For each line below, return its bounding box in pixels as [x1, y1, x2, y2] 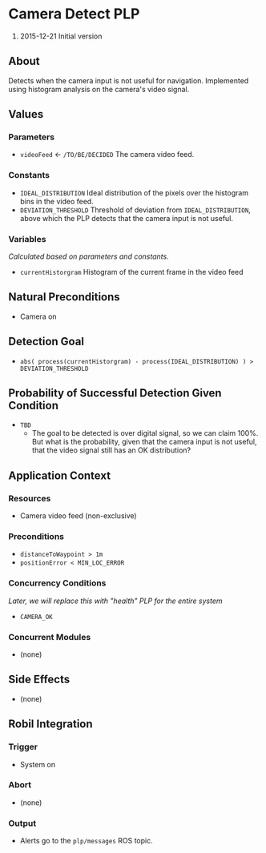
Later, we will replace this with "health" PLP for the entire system [8, 596, 223, 606]
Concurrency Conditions [8, 577, 107, 589]
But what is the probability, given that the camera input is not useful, [31, 437, 258, 447]
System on [19, 759, 56, 769]
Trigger [8, 742, 38, 753]
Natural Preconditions [8, 290, 120, 304]
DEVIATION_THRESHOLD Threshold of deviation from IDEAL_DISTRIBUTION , [19, 205, 251, 215]
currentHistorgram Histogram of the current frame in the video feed [19, 268, 244, 277]
